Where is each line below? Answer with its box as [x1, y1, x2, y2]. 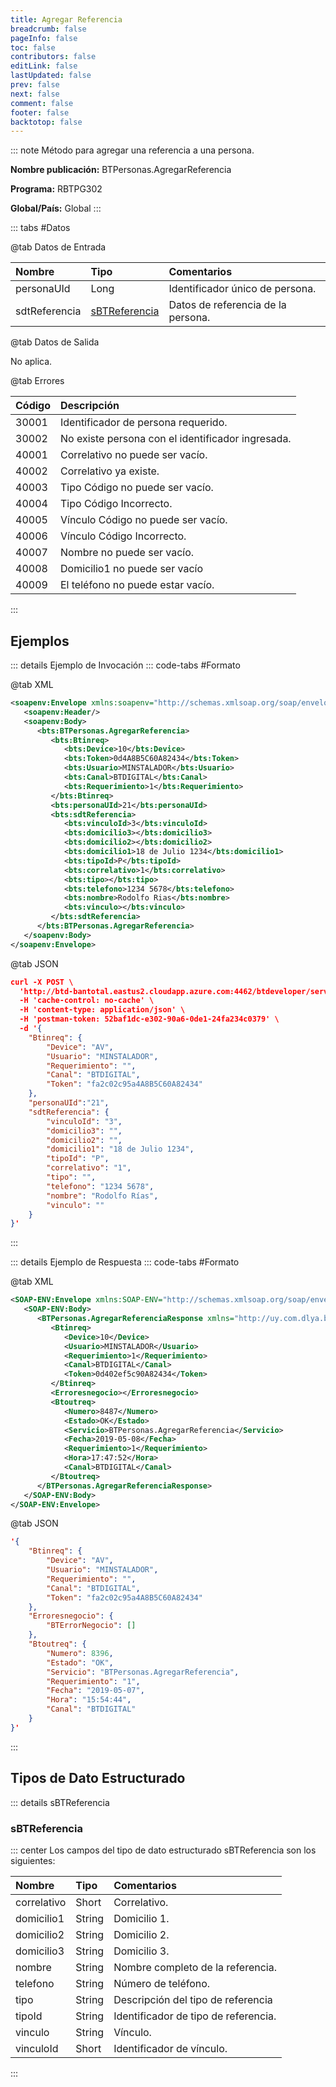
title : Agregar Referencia [10, 14, 123, 25]
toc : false [10, 42, 56, 53]
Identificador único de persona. [168, 282, 317, 296]
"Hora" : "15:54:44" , [46, 1695, 132, 1705]
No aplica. [10, 356, 53, 368]
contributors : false [10, 52, 97, 62]
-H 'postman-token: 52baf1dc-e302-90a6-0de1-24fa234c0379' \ [19, 1014, 280, 1025]
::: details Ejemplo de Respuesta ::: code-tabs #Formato [10, 1256, 240, 1268]
